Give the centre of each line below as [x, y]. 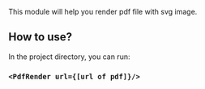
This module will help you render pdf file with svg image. [103, 12]
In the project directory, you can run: [69, 57]
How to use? [41, 37]
